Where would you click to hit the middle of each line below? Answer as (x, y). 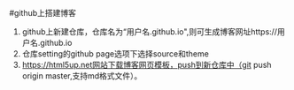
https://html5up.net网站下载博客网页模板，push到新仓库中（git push (147, 65)
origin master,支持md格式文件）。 (82, 76)
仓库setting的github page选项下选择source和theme (116, 54)
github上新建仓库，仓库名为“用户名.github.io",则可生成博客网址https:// (149, 32)
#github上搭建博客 (43, 13)
